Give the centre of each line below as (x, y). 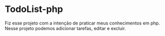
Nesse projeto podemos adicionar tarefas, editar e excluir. (65, 28)
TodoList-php (34, 9)
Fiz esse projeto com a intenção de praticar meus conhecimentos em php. (82, 23)
